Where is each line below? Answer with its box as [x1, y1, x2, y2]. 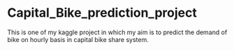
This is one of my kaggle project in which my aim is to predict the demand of [7, 28, 228, 36]
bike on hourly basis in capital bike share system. [7, 35, 149, 43]
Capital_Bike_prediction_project [7, 5, 197, 21]
